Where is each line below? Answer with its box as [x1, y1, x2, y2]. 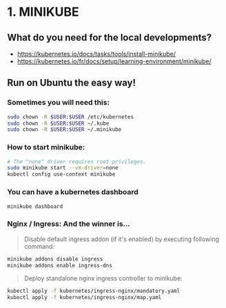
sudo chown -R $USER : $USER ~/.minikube [7, 126, 122, 133]
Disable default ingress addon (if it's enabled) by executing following [23, 235, 219, 243]
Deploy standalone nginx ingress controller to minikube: [23, 274, 183, 283]
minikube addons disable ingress [7, 256, 103, 263]
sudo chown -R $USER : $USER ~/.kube [7, 120, 110, 127]
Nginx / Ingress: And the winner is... [7, 219, 131, 229]
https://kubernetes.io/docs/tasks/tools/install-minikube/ [17, 50, 176, 58]
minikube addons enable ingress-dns [7, 262, 112, 269]
